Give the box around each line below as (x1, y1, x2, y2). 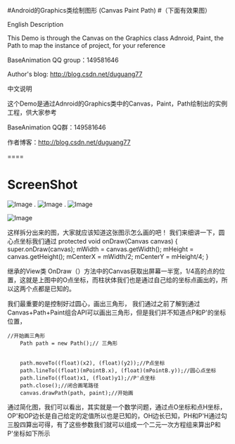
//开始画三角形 (7, 332, 46, 339)
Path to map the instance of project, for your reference (7, 42, 166, 49)
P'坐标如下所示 (7, 429, 51, 438)
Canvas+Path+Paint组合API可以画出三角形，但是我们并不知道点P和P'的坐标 (7, 308, 227, 317)
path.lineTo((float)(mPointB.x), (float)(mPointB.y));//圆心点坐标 (20, 367, 217, 374)
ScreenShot (7, 177, 78, 193)
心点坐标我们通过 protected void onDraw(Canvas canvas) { (7, 236, 178, 245)
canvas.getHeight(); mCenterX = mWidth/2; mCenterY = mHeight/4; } (7, 252, 209, 260)
